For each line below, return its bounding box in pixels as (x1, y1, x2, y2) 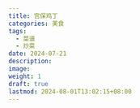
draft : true (8, 80, 49, 88)
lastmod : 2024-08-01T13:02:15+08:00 (8, 87, 132, 96)
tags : (8, 27, 27, 35)
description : (8, 58, 53, 66)
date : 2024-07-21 (8, 50, 67, 58)
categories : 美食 (8, 19, 65, 28)
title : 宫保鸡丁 (8, 11, 58, 20)
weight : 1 (8, 72, 42, 80)
